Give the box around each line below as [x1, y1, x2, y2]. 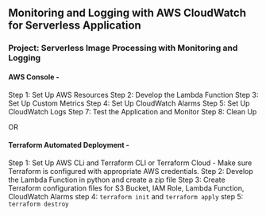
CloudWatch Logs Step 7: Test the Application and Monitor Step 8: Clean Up [8, 106, 257, 116]
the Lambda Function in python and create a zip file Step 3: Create [8, 175, 226, 184]
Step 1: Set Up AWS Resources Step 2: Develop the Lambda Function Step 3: [8, 90, 259, 99]
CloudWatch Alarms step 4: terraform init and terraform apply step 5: [8, 191, 244, 201]
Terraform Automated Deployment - [8, 141, 129, 150]
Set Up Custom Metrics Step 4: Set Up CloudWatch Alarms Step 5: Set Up [8, 98, 250, 108]
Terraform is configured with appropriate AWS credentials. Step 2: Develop [8, 166, 254, 175]
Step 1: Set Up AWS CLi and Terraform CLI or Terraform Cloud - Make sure [8, 158, 253, 168]
